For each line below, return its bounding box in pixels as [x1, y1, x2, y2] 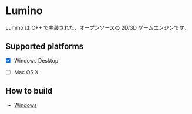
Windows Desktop [14, 57, 59, 64]
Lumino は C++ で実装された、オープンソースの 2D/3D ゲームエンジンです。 [5, 24, 189, 31]
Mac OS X [14, 68, 39, 75]
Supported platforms [5, 42, 83, 51]
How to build [5, 86, 53, 96]
